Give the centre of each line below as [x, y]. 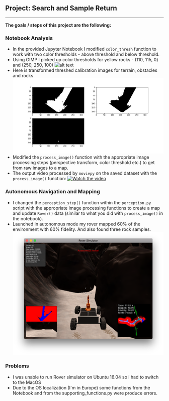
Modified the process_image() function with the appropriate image [81, 157]
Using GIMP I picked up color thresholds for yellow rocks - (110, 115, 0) [85, 60]
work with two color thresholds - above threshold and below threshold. [86, 54]
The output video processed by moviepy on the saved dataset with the [85, 173]
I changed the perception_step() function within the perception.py [82, 202]
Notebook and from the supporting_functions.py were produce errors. [85, 393]
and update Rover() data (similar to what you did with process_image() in [88, 213]
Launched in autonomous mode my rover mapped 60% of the [76, 224]
